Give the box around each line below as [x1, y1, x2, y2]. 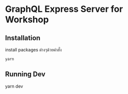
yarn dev [5, 83, 23, 89]
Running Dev [5, 70, 45, 79]
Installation [5, 34, 41, 42]
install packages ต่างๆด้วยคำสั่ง [5, 47, 62, 52]
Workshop [5, 14, 49, 25]
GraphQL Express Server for [5, 3, 123, 15]
